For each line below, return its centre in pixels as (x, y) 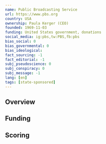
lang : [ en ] (16, 78)
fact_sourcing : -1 (24, 55)
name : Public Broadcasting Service (41, 10)
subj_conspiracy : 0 (25, 69)
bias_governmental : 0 (27, 46)
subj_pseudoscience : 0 (28, 64)
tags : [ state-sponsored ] (30, 82)
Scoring (17, 135)
